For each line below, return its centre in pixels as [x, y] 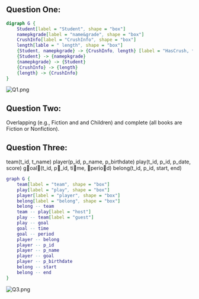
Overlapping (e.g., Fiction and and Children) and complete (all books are [94, 123]
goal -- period [36, 234]
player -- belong [38, 239]
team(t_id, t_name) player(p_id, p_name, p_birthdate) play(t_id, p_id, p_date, [99, 162]
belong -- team [36, 207]
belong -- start [37, 267]
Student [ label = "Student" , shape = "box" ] [71, 29]
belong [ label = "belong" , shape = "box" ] [68, 201]
